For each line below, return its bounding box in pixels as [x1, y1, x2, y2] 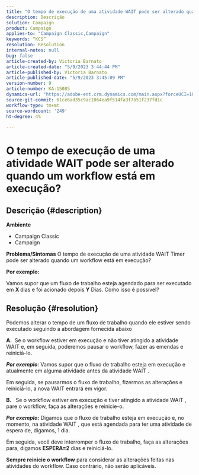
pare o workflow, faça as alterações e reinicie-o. [6, 403, 124, 410]
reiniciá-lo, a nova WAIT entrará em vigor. [6, 385, 108, 392]
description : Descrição [6, 14, 65, 20]
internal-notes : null [6, 47, 60, 53]
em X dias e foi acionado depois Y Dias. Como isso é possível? [6, 286, 160, 294]
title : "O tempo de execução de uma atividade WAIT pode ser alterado [6, 8, 184, 15]
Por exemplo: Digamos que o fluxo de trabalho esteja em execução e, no [6, 415, 185, 422]
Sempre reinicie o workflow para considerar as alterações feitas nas [6, 456, 175, 463]
